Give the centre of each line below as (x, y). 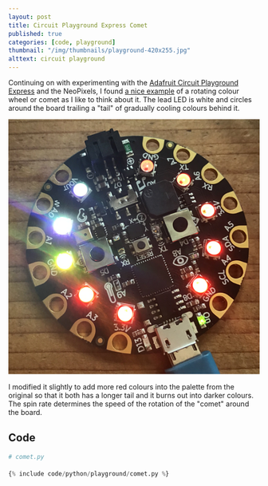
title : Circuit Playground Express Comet (78, 25)
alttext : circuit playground (57, 59)
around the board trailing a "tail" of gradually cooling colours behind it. (124, 108)
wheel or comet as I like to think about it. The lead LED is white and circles (130, 99)
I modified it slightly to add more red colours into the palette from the (122, 387)
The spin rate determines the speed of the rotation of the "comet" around (129, 404)
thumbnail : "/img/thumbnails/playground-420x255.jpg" (100, 51)
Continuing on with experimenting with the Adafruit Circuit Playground (124, 83)
